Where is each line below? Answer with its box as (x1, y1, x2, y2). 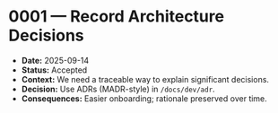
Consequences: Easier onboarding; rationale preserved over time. (21, 92, 268, 104)
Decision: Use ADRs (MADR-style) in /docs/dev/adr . (21, 83, 216, 94)
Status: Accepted (21, 65, 88, 75)
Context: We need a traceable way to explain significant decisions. (21, 74, 270, 84)
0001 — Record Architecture (8, 6, 225, 27)
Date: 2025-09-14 (21, 55, 90, 65)
